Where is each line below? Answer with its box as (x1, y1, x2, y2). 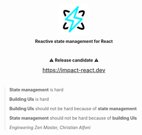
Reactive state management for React (35, 39, 113, 44)
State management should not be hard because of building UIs (9, 115, 137, 121)
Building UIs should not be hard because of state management (9, 106, 137, 111)
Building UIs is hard (9, 96, 49, 102)
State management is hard (9, 87, 64, 93)
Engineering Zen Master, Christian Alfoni (9, 125, 91, 130)
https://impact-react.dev (42, 67, 106, 74)
